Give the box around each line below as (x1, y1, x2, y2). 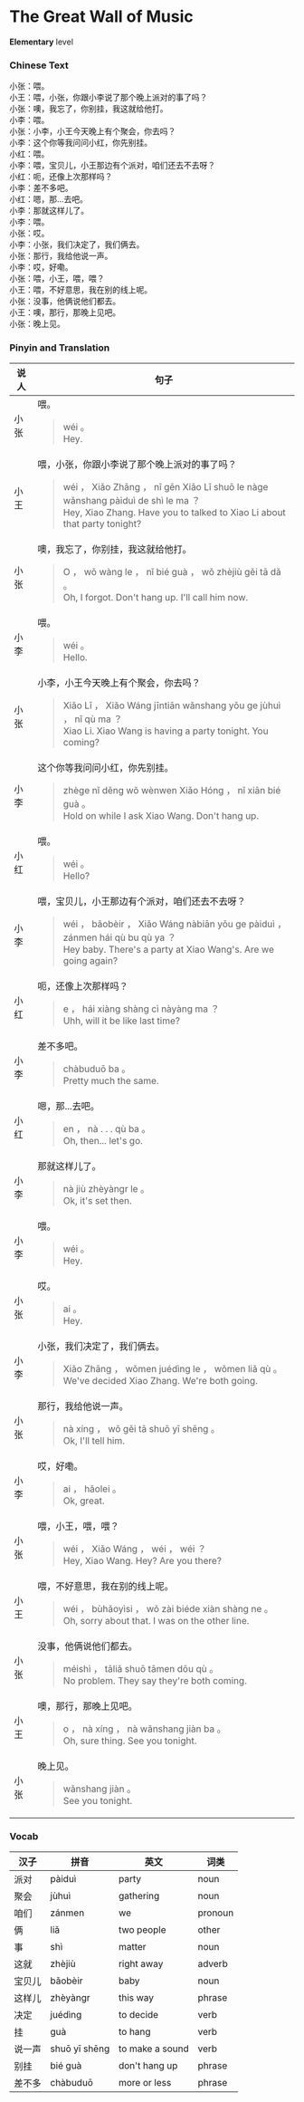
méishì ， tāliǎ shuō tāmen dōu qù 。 (62, 1662, 219, 1675)
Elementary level (9, 36, 74, 47)
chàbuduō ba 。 (62, 1062, 131, 1075)
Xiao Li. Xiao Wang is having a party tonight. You (62, 725, 269, 737)
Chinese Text (9, 59, 70, 72)
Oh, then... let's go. (62, 1134, 143, 1147)
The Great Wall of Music (9, 6, 194, 27)
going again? (62, 954, 119, 966)
